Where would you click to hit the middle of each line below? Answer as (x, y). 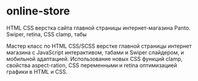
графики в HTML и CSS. (37, 71)
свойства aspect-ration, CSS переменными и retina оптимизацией (92, 65)
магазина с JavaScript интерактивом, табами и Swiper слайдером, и (95, 52)
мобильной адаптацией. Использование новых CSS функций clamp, (94, 59)
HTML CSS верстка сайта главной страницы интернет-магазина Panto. (98, 28)
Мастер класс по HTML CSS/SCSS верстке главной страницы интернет (99, 46)
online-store (38, 11)
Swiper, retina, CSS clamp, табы (46, 34)
